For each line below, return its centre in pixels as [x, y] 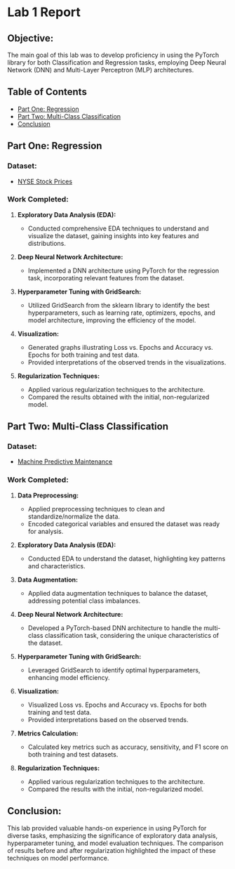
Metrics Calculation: [48, 733]
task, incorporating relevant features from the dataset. [106, 277]
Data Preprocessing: [48, 495]
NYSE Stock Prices [45, 181]
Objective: [31, 38]
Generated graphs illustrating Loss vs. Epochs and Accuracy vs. [120, 347]
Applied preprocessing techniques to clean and [96, 509]
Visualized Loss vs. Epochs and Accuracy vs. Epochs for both [117, 705]
